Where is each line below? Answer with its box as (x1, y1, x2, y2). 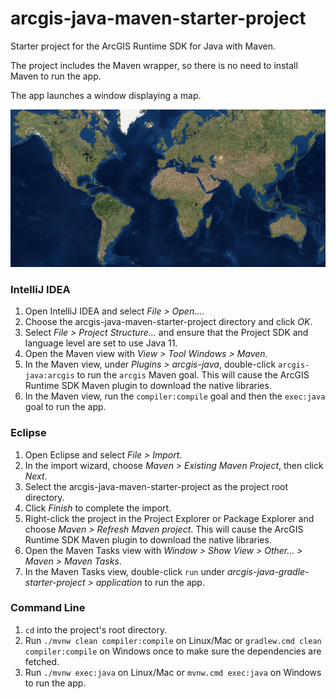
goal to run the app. (24, 401, 107, 413)
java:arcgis (24, 371, 75, 381)
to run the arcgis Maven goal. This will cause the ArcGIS (76, 369, 310, 381)
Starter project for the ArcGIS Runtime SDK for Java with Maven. (10, 40, 276, 52)
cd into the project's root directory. (24, 623, 168, 636)
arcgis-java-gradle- (226, 565, 310, 577)
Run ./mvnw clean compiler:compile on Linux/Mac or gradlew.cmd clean (24, 634, 322, 646)
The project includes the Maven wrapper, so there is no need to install (10, 59, 298, 71)
